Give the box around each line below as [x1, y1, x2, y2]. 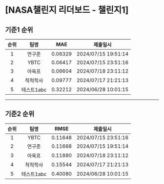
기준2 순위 [5, 110, 35, 118]
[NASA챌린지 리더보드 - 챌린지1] [5, 4, 129, 16]
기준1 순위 [5, 26, 33, 34]
